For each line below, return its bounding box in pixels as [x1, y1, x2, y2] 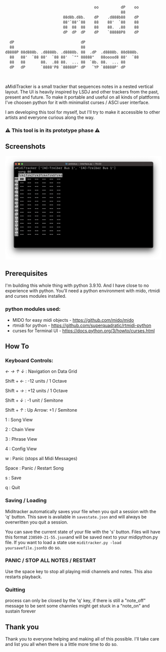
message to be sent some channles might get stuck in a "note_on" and [5, 603, 150, 609]
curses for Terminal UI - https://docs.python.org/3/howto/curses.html [12, 327, 155, 334]
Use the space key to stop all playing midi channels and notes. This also [5, 568, 153, 574]
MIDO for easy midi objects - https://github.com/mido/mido [12, 317, 134, 323]
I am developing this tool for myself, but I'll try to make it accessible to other [5, 109, 161, 115]
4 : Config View [5, 446, 37, 452]
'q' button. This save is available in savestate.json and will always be [5, 514, 147, 520]
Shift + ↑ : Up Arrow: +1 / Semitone [5, 407, 78, 413]
